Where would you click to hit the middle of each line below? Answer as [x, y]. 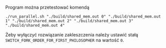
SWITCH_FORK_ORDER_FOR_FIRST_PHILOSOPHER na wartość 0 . [65, 40]
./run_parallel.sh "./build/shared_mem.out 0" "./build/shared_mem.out [83, 17]
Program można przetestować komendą [47, 7]
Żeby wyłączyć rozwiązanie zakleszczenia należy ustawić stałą [72, 35]
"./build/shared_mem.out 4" [35, 25]
